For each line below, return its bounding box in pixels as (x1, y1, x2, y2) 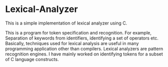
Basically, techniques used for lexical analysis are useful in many (5, 40, 139, 46)
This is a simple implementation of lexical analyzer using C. (5, 20, 127, 26)
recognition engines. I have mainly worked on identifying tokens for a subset (5, 51, 163, 57)
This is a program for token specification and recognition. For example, (5, 29, 152, 35)
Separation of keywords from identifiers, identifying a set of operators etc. (5, 35, 159, 41)
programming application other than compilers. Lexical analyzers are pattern (5, 45, 163, 51)
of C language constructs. (5, 56, 59, 62)
